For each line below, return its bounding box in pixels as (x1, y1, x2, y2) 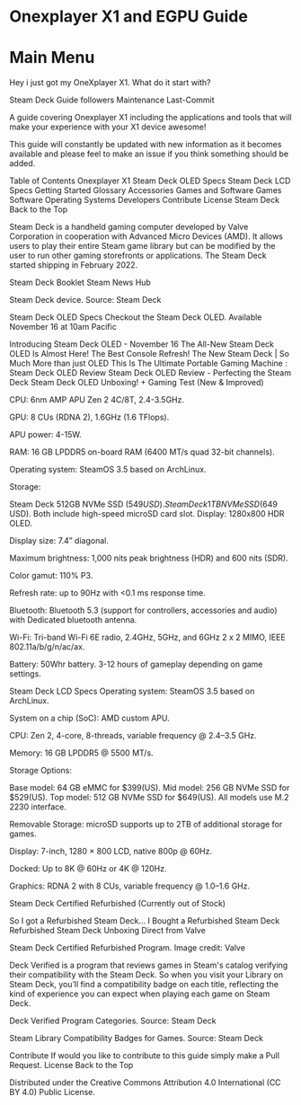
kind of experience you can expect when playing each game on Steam (9, 988, 270, 999)
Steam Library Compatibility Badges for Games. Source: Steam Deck (9, 1033, 263, 1044)
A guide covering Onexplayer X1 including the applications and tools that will (9, 112, 292, 123)
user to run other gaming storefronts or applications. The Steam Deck (9, 250, 267, 261)
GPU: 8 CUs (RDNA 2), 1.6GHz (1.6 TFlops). (9, 411, 170, 423)
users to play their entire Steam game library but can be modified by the (9, 241, 276, 252)
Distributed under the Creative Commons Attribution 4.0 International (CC (9, 1077, 281, 1088)
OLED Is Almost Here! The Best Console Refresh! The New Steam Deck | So (9, 349, 290, 359)
